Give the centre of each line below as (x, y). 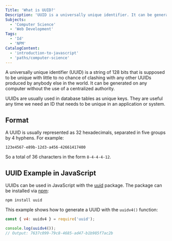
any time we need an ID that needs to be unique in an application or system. (85, 104)
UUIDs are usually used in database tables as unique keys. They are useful (84, 98)
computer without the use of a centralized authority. (60, 89)
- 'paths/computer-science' (40, 58)
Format (17, 120)
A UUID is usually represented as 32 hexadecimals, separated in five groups (85, 133)
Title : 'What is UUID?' (31, 10)
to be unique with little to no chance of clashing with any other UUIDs (79, 78)
